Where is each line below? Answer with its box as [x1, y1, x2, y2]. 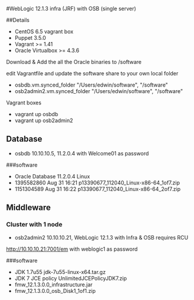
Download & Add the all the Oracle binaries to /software [6, 59, 142, 65]
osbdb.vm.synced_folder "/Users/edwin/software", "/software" [14, 81, 169, 88]
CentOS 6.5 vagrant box [14, 28, 74, 35]
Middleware [6, 203, 51, 213]
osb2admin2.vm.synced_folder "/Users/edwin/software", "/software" [14, 88, 183, 94]
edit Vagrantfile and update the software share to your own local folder [6, 70, 179, 76]
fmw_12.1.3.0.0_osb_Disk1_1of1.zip [14, 287, 96, 294]
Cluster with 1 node [6, 221, 63, 229]
